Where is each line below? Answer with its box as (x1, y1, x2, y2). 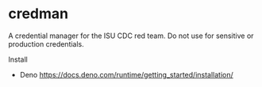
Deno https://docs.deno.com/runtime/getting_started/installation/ (19, 70, 234, 79)
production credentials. (8, 39, 85, 48)
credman (8, 5, 69, 23)
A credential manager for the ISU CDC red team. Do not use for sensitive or (8, 31, 254, 40)
